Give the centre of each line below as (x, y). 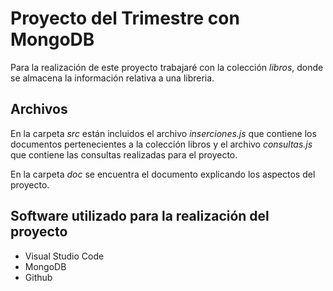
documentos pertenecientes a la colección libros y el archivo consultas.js (161, 144)
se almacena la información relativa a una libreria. (112, 78)
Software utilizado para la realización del (140, 216)
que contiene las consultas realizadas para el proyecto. (124, 154)
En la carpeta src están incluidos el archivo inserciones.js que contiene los (163, 133)
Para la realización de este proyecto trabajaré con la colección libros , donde (167, 67)
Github (38, 277)
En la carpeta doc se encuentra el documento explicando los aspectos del (163, 174)
